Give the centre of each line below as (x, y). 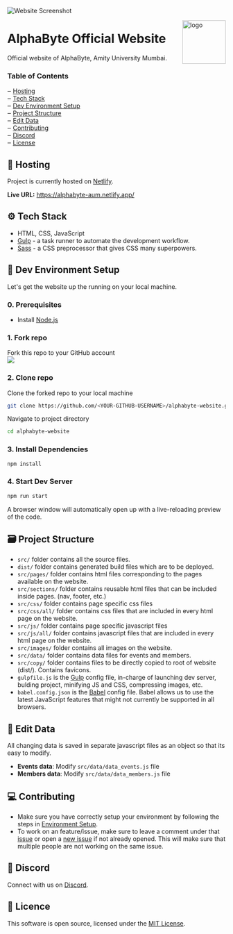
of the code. (25, 517)
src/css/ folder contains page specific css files (85, 603)
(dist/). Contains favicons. (54, 670)
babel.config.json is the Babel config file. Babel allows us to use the (115, 692)
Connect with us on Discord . (48, 885)
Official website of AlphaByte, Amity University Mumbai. (87, 58)
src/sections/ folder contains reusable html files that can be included (117, 589)
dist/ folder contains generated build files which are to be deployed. (115, 567)
